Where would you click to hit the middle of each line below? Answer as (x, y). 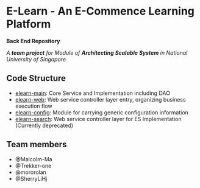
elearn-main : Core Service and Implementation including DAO (93, 93)
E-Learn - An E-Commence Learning (101, 11)
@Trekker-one (33, 165)
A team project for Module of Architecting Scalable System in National (97, 52)
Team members (37, 144)
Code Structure (36, 78)
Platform (29, 24)
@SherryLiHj (31, 178)
